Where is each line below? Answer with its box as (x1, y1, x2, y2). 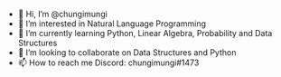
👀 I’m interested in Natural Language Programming (17, 18, 206, 29)
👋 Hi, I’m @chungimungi (17, 9, 108, 19)
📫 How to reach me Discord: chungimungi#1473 (17, 57, 200, 68)
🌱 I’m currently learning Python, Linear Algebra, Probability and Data (17, 28, 273, 38)
